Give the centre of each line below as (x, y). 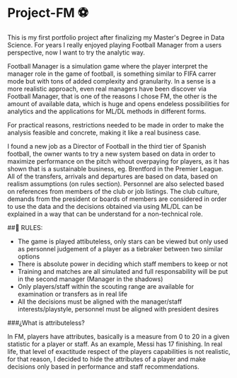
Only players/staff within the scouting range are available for (106, 286)
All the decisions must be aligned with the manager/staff (100, 302)
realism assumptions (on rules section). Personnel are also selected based (116, 183)
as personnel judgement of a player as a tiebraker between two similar (120, 248)
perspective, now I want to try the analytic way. (76, 52)
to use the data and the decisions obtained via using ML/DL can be (105, 206)
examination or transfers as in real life (73, 294)
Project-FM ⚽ (48, 13)
